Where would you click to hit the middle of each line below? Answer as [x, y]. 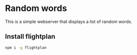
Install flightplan [30, 37]
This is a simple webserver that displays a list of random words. [69, 22]
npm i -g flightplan [26, 48]
